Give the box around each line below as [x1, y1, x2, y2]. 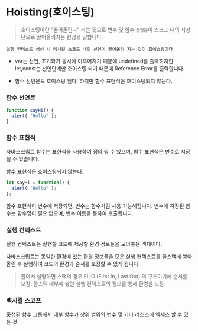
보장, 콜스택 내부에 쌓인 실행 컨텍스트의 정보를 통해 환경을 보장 [20, 280, 164, 287]
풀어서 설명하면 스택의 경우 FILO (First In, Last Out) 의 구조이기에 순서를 [20, 273, 188, 280]
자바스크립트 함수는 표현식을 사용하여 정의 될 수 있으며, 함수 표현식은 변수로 [6, 148, 180, 155]
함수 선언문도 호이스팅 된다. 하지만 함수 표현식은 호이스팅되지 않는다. [14, 77, 173, 85]
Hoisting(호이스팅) [6, 5, 95, 19]
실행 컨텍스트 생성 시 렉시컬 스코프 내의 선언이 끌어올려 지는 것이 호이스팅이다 [6, 46, 173, 52]
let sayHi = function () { [6, 180, 70, 186]
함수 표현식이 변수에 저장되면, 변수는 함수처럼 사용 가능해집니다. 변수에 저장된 [6, 202, 184, 209]
